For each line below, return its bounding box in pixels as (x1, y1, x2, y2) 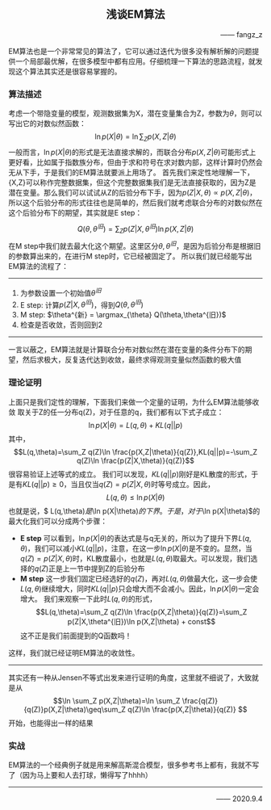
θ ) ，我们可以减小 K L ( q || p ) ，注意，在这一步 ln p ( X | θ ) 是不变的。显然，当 (19, 543, 252, 553)
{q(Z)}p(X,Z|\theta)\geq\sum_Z (23, 704, 127, 714)
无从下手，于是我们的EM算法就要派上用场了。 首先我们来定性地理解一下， (8, 167, 254, 177)
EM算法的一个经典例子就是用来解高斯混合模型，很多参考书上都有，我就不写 (8, 760, 260, 770)
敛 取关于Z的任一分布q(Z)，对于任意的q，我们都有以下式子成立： (8, 407, 224, 417)
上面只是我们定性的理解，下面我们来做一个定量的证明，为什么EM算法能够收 (8, 397, 260, 406)
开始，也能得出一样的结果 (8, 718, 94, 728)
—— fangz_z (220, 29, 263, 39)
